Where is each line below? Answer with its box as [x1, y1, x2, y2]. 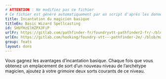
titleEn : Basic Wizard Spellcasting [5, 21, 81, 26]
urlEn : [5, 35, 19, 40]
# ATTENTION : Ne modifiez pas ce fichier [5, 7, 94, 12]
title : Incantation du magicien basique [5, 16, 90, 21]
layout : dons [5, 44, 32, 49]
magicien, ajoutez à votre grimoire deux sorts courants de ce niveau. [5, 68, 145, 74]
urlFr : [5, 30, 19, 35]
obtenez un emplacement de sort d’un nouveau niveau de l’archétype [5, 63, 147, 69]
